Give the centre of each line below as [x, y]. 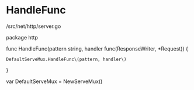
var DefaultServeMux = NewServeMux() [54, 81]
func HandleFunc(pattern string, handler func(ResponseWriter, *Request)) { [97, 48]
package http [22, 37]
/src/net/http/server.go [34, 26]
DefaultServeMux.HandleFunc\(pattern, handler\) [66, 59]
